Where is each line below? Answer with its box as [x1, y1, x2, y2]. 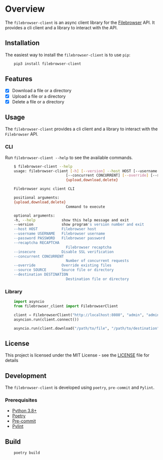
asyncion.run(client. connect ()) [14, 317, 79, 322]
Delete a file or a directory [12, 99, 65, 104]
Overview [5, 3, 45, 15]
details [5, 358, 18, 363]
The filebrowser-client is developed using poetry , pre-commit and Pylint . [5, 384, 155, 391]
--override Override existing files [14, 263, 112, 268]
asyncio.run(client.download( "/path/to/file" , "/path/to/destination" [14, 326, 160, 331]
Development [5, 372, 47, 380]
